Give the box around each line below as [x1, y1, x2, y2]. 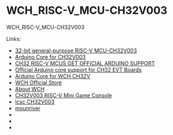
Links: [6, 35, 21, 42]
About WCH [14, 85, 45, 92]
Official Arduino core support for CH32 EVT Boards [14, 66, 142, 73]
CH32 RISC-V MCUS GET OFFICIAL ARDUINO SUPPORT [14, 60, 155, 67]
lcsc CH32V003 [14, 98, 55, 105]
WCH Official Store [14, 79, 62, 86]
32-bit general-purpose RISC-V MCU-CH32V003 [14, 46, 137, 54]
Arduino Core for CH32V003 [14, 53, 86, 60]
